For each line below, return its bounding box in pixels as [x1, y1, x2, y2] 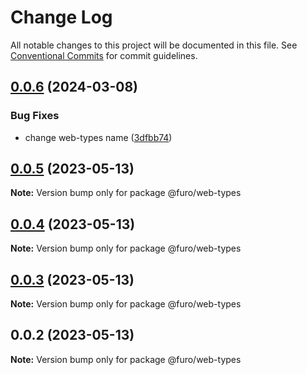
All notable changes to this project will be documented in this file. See [10, 39, 298, 51]
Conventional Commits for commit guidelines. [10, 49, 198, 61]
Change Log [10, 6, 113, 29]
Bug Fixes [10, 109, 60, 123]
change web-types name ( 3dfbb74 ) [24, 131, 173, 143]
